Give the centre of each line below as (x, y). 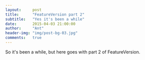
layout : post (23, 10)
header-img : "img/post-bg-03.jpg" (42, 33)
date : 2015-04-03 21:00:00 (40, 24)
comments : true (23, 38)
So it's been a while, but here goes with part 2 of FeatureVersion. (73, 52)
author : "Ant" (25, 28)
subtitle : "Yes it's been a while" (45, 19)
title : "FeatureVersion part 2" (45, 14)
